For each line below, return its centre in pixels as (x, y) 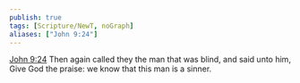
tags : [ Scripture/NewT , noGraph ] (72, 26)
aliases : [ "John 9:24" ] (54, 34)
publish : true (36, 17)
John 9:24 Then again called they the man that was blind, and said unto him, (150, 60)
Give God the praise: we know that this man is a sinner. (111, 69)
